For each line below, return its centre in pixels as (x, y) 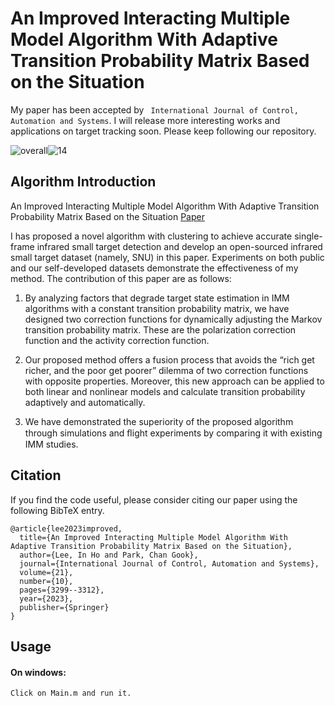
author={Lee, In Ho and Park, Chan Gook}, (109, 555)
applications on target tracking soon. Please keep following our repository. (163, 131)
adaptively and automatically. (85, 402)
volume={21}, (46, 572)
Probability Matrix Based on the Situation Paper (107, 216)
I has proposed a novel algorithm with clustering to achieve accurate (151, 236)
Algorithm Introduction (83, 182)
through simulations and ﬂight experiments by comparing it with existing (173, 433)
